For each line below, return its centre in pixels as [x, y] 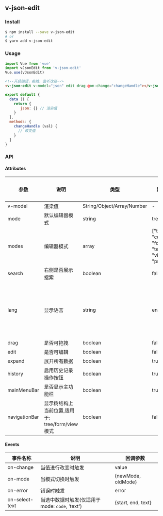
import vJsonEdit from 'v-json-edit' [43, 68]
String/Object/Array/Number [115, 206]
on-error [18, 490]
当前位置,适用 [59, 410]
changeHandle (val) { [35, 126]
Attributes [16, 168]
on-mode [19, 479]
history [15, 374]
